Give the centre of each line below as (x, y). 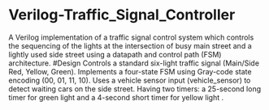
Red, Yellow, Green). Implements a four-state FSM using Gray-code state (130, 71)
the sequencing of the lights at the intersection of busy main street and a (130, 45)
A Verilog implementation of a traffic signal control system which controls (131, 37)
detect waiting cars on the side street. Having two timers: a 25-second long (135, 89)
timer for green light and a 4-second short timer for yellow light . (116, 97)
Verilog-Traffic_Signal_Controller (122, 15)
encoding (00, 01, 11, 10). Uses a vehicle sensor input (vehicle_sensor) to (130, 80)
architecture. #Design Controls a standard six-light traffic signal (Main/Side (134, 63)
